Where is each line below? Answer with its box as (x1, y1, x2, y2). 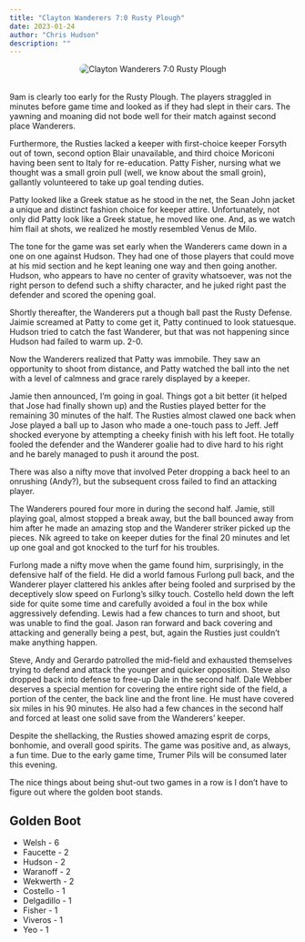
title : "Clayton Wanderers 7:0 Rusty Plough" (9, 13, 185, 23)
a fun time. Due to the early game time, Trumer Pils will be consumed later (9, 750, 288, 761)
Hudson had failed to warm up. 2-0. (9, 336, 144, 347)
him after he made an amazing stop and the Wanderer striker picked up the (9, 522, 291, 533)
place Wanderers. (9, 120, 76, 132)
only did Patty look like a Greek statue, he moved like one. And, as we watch (9, 214, 296, 225)
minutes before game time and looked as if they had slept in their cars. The (9, 101, 291, 112)
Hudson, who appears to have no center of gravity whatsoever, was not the (9, 270, 292, 281)
